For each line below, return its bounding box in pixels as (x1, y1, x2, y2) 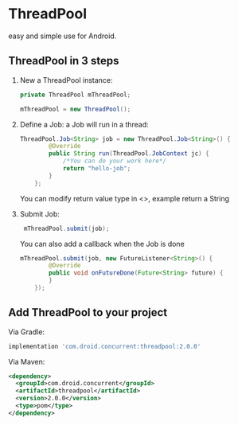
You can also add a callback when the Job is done (19, 239, 185, 248)
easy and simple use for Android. (8, 31, 117, 41)
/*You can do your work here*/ (62, 157, 167, 166)
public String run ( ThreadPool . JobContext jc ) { (49, 150, 209, 158)
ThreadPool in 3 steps (8, 54, 119, 68)
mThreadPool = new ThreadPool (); (19, 105, 131, 113)
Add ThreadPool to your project (8, 306, 168, 319)
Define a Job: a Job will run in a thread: (19, 119, 149, 129)
